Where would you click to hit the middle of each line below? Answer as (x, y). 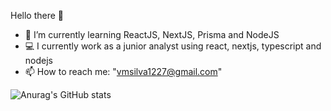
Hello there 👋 (37, 15)
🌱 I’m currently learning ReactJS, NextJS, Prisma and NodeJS (152, 34)
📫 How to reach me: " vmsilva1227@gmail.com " (123, 71)
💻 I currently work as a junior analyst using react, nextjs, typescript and (173, 46)
